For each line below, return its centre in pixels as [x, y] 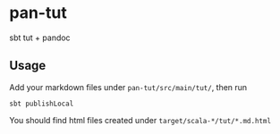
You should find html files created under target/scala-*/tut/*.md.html [140, 120]
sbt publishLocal [42, 104]
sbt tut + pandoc [40, 38]
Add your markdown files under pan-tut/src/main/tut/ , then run [128, 87]
